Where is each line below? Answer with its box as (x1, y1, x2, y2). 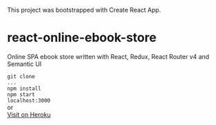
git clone (7, 73, 36, 80)
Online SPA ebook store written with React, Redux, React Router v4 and (7, 52, 210, 60)
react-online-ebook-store (7, 30, 157, 45)
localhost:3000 (7, 97, 51, 104)
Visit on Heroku (7, 110, 51, 119)
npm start (7, 91, 36, 98)
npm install (7, 85, 41, 92)
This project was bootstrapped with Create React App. (7, 6, 162, 14)
